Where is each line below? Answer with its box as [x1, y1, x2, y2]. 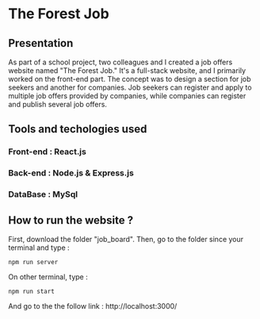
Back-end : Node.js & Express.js [8, 167, 135, 179]
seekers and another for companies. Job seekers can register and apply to [8, 83, 252, 92]
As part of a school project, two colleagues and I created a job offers [8, 57, 233, 67]
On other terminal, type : [8, 271, 89, 282]
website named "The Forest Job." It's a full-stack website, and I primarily [8, 66, 247, 75]
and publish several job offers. [8, 100, 107, 109]
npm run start [8, 287, 55, 295]
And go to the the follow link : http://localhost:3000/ [8, 301, 178, 310]
